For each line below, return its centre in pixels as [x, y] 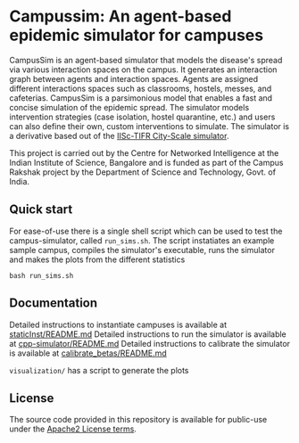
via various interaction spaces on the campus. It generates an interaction [143, 70]
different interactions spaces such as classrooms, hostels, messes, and [141, 88]
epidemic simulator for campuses [137, 35]
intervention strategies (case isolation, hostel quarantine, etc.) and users [142, 117]
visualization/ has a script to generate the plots [99, 370]
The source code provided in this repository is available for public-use [138, 420]
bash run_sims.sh [42, 275]
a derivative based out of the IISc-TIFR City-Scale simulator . [119, 135]
